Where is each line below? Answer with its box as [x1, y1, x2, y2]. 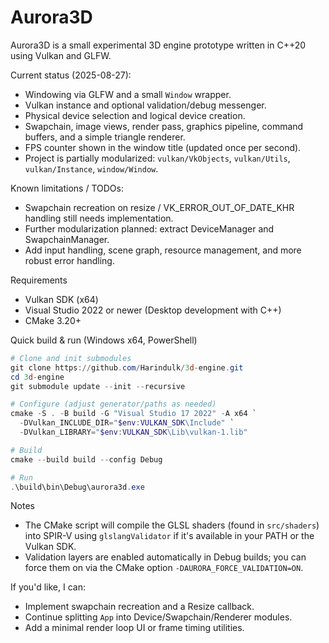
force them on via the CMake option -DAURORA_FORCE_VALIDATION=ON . [24, 562, 304, 574]
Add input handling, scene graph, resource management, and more [24, 244, 302, 256]
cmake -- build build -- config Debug [10, 454, 163, 465]
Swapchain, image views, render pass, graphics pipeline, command [24, 120, 304, 132]
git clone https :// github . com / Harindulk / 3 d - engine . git [10, 362, 244, 373]
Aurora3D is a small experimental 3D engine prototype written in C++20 [10, 39, 307, 51]
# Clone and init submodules [10, 353, 132, 363]
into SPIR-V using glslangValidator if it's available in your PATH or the [24, 530, 315, 542]
